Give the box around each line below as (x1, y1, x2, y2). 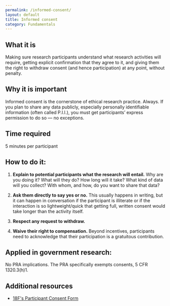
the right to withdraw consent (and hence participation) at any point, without (5, 65, 165, 71)
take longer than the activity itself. (12, 208, 84, 214)
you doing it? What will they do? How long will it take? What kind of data (12, 177, 163, 183)
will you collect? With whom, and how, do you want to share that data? (12, 182, 160, 188)
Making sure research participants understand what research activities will (5, 54, 161, 60)
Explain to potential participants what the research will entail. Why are (12, 171, 163, 177)
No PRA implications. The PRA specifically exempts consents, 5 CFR (5, 262, 148, 268)
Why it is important (5, 85, 67, 94)
